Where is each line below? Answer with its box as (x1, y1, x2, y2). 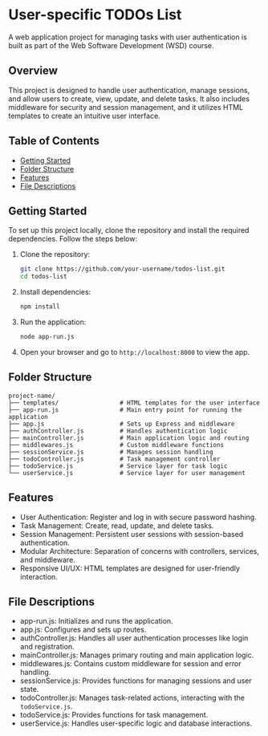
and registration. (19, 642, 75, 652)
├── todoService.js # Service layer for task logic (8, 462, 228, 470)
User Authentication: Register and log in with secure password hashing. (19, 512, 257, 522)
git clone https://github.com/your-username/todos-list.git (19, 265, 225, 274)
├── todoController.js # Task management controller (8, 455, 221, 463)
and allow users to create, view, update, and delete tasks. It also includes (8, 94, 250, 104)
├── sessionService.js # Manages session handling (8, 448, 214, 456)
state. (19, 685, 39, 694)
